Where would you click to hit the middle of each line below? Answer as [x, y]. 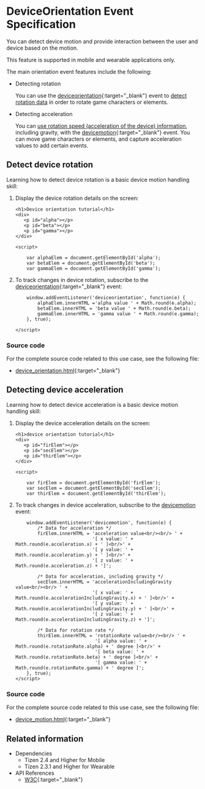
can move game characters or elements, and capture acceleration [98, 139]
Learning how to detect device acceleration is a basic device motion [92, 404]
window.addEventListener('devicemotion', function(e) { [99, 523]
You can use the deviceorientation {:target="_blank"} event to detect [101, 95]
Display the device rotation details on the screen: [77, 198]
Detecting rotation [38, 84]
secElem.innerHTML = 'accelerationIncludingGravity [105, 582]
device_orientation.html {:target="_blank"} [68, 371]
